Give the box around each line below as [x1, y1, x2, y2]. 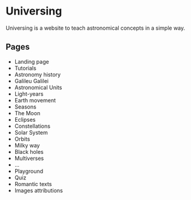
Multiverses [14, 155, 44, 162]
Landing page [14, 58, 49, 65]
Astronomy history [14, 71, 61, 78]
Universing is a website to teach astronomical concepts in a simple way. [5, 24, 186, 32]
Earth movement [14, 96, 56, 104]
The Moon [14, 109, 41, 116]
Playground [14, 167, 44, 175]
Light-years [14, 90, 44, 98]
